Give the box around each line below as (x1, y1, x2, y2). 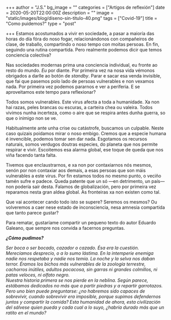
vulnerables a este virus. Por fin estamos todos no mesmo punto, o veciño (6, 173, 162, 179)
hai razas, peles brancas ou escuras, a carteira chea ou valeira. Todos (6, 104, 153, 110)
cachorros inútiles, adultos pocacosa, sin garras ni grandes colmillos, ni (6, 266, 157, 272)
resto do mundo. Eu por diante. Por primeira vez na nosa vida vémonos (6, 67, 155, 73)
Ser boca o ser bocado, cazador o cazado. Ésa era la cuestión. (6, 245, 139, 251)
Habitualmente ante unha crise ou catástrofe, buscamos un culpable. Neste (6, 125, 164, 131)
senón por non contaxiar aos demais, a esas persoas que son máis (6, 168, 146, 173)
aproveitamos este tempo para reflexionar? (6, 89, 96, 95)
